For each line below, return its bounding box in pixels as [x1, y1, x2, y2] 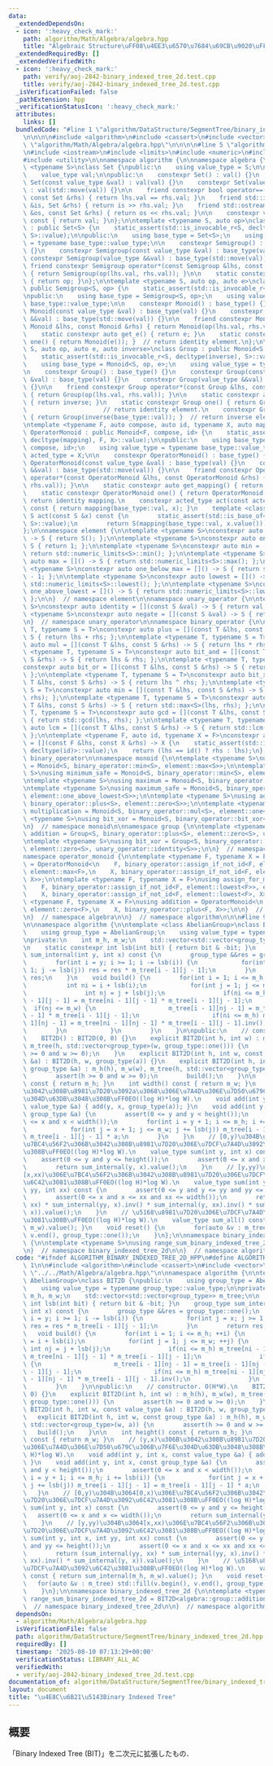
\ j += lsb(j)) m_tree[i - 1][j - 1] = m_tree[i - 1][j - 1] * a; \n [23, 1481, 260, 1489]
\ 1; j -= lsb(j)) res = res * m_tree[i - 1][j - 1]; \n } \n [23, 966, 256, 974]
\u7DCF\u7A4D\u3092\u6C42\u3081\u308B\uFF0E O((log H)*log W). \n [23, 1565, 245, 1573]
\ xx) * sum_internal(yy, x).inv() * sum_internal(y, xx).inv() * [23, 1201, 253, 1210]
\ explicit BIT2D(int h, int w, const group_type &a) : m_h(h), [23, 1412, 253, 1421]
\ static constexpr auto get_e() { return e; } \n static [23, 330, 242, 338]
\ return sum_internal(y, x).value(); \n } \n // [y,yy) [23, 1162, 260, 1171]
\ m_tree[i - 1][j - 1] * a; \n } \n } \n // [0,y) [23, 1133, 238, 1141]
